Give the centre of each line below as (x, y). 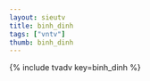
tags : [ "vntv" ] (37, 34)
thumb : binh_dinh (42, 42)
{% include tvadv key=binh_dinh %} (75, 68)
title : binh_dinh (42, 26)
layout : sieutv (37, 17)
